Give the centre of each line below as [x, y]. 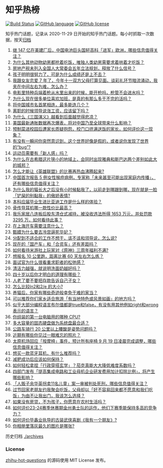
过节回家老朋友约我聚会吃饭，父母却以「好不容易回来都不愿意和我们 [81, 389]
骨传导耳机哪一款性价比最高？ [42, 208]
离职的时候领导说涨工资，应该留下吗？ [51, 111]
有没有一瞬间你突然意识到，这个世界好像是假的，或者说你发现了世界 [81, 141]
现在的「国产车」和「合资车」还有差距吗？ [55, 244]
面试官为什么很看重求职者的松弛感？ [49, 262]
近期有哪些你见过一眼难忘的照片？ [47, 335]
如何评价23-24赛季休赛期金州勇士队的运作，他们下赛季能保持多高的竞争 [85, 407]
